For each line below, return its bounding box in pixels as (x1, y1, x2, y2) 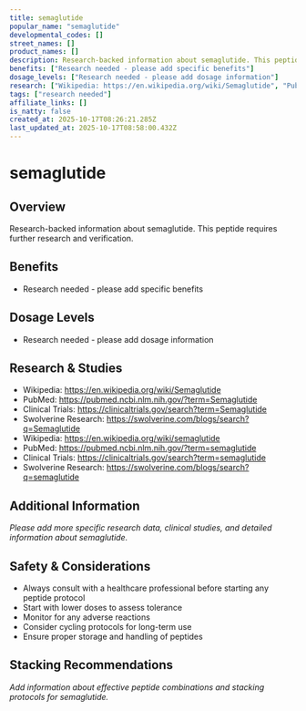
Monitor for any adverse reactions (22, 612, 150, 623)
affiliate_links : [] (9, 98, 88, 108)
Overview (9, 199, 66, 214)
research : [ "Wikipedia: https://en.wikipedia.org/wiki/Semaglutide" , (9, 81, 280, 90)
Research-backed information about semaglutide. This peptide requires (9, 223, 278, 233)
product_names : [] (9, 47, 79, 57)
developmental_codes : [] (9, 30, 104, 39)
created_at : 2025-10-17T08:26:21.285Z (9, 115, 157, 124)
